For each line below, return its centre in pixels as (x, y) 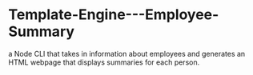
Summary (41, 32)
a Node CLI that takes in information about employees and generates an (127, 53)
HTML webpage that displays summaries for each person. (104, 62)
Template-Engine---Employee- (114, 15)
